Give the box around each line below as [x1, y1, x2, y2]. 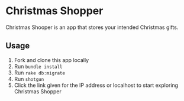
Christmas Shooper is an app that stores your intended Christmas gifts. [5, 24, 179, 31]
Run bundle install [14, 63, 63, 70]
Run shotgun [14, 75, 44, 82]
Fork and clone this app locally [14, 56, 89, 63]
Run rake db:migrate [14, 69, 66, 76]
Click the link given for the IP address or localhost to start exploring [14, 82, 179, 89]
